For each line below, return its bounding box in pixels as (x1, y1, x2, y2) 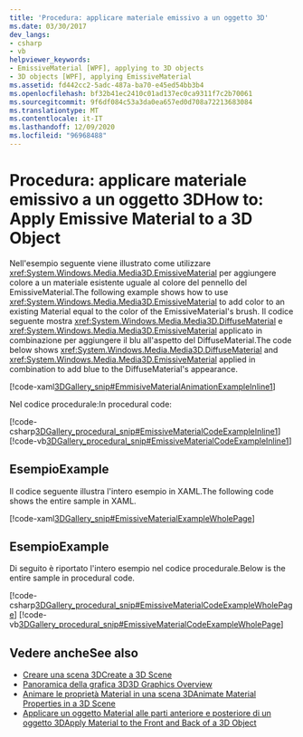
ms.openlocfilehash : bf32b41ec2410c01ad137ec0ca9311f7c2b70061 (9, 89, 253, 98)
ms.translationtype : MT (9, 106, 99, 115)
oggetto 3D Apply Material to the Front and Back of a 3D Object (22, 717, 257, 729)
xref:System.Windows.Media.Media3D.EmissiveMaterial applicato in (9, 325, 263, 336)
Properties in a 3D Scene (22, 698, 116, 709)
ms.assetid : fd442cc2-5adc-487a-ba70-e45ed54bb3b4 (9, 81, 204, 90)
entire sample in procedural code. (9, 572, 136, 584)
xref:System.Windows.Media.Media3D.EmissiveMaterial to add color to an (9, 296, 285, 307)
